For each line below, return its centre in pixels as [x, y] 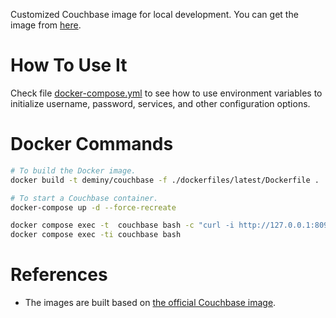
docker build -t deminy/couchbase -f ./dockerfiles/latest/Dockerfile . [165, 180]
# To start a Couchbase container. [84, 198]
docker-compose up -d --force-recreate [93, 207]
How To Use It [69, 65]
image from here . [46, 25]
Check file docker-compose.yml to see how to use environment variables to [166, 93]
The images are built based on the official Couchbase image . [150, 303]
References [59, 275]
